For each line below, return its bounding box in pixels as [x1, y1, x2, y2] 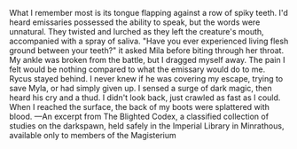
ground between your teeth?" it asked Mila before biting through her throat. [9, 45, 285, 56]
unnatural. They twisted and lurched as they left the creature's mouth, [9, 27, 264, 36]
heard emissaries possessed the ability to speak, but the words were [9, 17, 261, 27]
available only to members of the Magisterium [9, 130, 177, 140]
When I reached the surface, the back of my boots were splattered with [9, 102, 270, 112]
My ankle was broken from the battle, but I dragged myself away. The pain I [9, 55, 285, 65]
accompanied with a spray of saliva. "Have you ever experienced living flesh [9, 35, 289, 46]
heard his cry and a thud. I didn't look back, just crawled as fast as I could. [9, 92, 281, 103]
